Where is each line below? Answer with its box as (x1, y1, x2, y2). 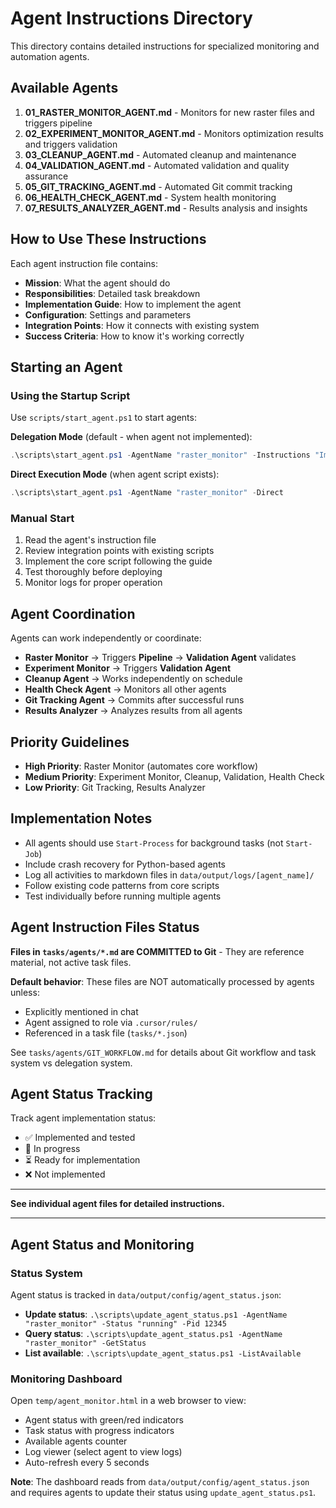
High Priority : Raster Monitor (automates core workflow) (24, 760, 259, 772)
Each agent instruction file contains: (10, 257, 158, 269)
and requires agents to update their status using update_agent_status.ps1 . (10, 1487, 317, 1499)
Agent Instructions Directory (10, 7, 253, 30)
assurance (24, 170, 69, 182)
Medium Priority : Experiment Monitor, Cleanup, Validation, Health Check (24, 770, 325, 782)
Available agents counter (24, 1435, 128, 1447)
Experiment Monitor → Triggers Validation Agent (24, 662, 232, 674)
